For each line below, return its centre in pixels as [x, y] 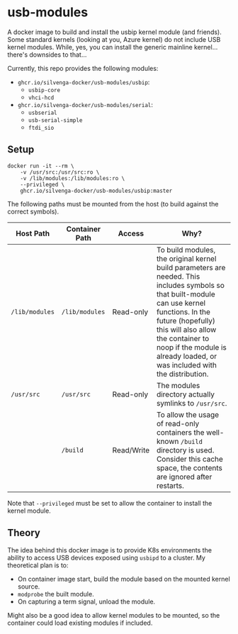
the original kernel [186, 258]
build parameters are [191, 267]
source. [29, 586]
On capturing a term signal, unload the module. [86, 601]
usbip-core [44, 90]
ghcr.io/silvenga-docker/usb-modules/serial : [85, 104]
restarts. [170, 485]
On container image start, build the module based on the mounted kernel [124, 579]
